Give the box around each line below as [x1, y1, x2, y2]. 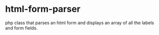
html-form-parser [5, 3, 81, 15]
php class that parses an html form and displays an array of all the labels [5, 20, 155, 26]
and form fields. [5, 25, 38, 31]
